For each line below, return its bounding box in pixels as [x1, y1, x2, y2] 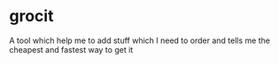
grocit [9, 6, 54, 26]
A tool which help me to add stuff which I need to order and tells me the [9, 35, 270, 46]
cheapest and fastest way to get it [9, 44, 134, 54]
